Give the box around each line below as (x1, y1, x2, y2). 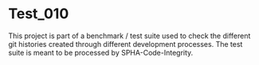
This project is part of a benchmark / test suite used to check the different (8, 31, 251, 40)
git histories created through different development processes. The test (8, 39, 243, 48)
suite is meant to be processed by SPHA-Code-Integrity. (8, 48, 194, 57)
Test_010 (8, 5, 69, 23)
